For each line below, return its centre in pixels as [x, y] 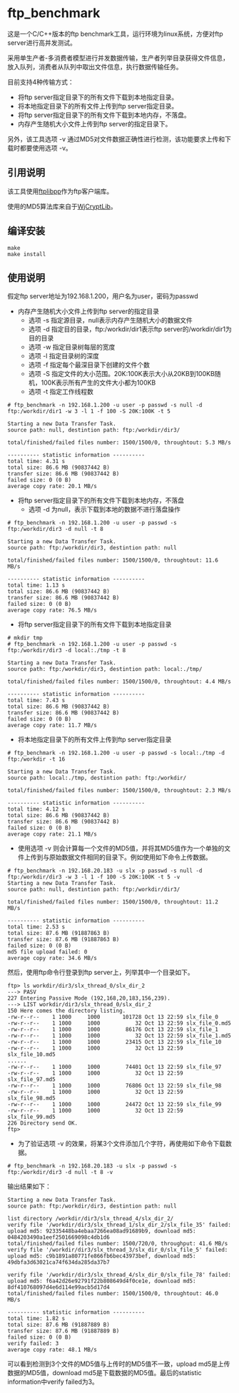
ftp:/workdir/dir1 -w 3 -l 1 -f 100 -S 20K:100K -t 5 [89, 412]
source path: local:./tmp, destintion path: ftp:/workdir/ [97, 778]
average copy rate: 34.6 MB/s [52, 958]
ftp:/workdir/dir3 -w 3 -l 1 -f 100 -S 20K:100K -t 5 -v [94, 877]
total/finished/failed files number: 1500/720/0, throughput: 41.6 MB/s [118, 1244]
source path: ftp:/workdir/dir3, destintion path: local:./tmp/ [105, 669]
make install [27, 254]
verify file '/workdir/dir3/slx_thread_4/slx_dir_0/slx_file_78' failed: [119, 1275]
